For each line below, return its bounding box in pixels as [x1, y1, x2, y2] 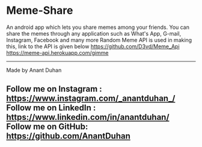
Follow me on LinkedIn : [6, 103, 96, 113]
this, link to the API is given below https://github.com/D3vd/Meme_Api [6, 43, 180, 50]
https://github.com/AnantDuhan [6, 131, 131, 142]
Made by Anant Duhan [6, 66, 62, 73]
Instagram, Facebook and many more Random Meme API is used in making [6, 36, 192, 43]
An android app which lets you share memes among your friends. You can [6, 23, 190, 31]
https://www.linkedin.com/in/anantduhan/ [6, 112, 170, 122]
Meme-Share [6, 4, 73, 17]
